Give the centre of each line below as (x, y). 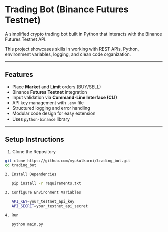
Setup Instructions (35, 139)
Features (19, 75)
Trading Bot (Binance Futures (67, 9)
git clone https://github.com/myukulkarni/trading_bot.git (68, 161)
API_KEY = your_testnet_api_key (43, 201)
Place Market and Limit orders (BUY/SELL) (57, 87)
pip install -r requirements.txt (46, 184)
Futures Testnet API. (26, 39)
